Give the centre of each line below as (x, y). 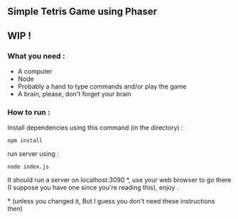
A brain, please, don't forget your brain (74, 94)
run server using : (33, 154)
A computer (35, 72)
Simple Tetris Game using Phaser (82, 12)
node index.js (28, 167)
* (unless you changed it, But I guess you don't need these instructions (111, 201)
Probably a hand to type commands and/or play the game (102, 86)
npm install (25, 141)
